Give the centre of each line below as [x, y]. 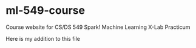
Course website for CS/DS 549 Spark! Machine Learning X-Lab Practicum [98, 27]
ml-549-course [46, 10]
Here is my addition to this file [43, 38]
